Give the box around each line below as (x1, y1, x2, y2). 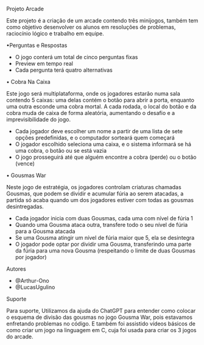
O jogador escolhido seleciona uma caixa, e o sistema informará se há (15, 141, 192, 148)
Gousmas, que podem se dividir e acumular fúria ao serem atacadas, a (6, 190, 184, 197)
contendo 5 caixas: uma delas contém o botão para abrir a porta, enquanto (6, 97, 195, 103)
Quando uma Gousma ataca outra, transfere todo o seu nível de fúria (15, 221, 188, 228)
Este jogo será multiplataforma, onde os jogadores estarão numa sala (6, 90, 181, 97)
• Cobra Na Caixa (6, 78, 51, 85)
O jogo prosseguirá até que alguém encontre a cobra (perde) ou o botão (15, 153, 197, 161)
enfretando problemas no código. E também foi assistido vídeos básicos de (6, 320, 196, 327)
